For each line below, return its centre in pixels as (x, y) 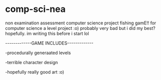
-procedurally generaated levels (38, 53)
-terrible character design (32, 62)
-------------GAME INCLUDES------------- (49, 43)
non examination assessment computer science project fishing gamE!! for (81, 23)
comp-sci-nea (35, 9)
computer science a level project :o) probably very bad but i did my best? (80, 28)
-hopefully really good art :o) (35, 72)
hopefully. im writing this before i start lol (47, 33)
